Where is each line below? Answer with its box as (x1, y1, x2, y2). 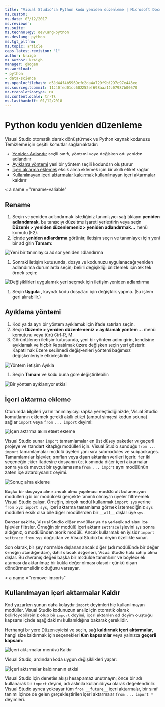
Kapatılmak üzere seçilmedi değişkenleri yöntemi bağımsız (12, 347, 131, 353)
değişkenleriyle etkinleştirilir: (12, 352, 70, 358)
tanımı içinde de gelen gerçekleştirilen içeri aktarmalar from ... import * (5, 691, 153, 697)
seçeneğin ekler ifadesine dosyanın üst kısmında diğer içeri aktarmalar (5, 459, 148, 465)
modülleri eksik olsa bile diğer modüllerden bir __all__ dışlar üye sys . (5, 509, 145, 515)
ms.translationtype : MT (5, 90, 54, 94)
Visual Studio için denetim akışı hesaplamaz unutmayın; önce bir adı (5, 676, 142, 681)
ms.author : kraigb (5, 58, 43, 62)
